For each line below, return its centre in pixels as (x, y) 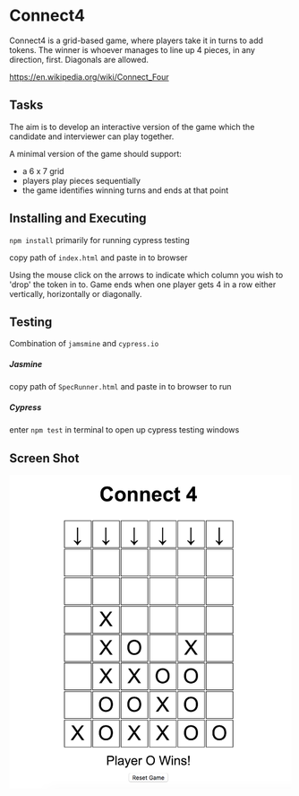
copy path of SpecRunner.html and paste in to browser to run (120, 387)
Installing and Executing (78, 219)
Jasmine (26, 363)
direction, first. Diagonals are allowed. (79, 59)
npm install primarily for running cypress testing (99, 240)
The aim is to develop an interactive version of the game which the (132, 127)
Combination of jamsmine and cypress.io (84, 344)
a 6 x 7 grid (43, 171)
